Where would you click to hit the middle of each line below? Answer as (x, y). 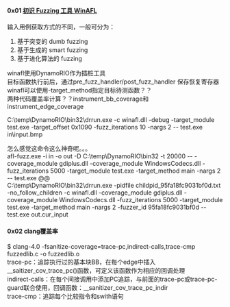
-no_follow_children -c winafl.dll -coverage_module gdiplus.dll (95, 193)
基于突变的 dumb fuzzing (52, 42)
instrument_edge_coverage (46, 107)
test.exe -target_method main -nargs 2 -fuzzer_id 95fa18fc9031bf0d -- (107, 207)
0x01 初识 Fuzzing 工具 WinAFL (52, 10)
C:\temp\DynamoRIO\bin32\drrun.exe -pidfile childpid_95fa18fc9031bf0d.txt (114, 186)
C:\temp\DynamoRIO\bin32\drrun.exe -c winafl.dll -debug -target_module (111, 120)
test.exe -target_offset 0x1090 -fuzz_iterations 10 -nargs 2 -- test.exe (105, 127)
